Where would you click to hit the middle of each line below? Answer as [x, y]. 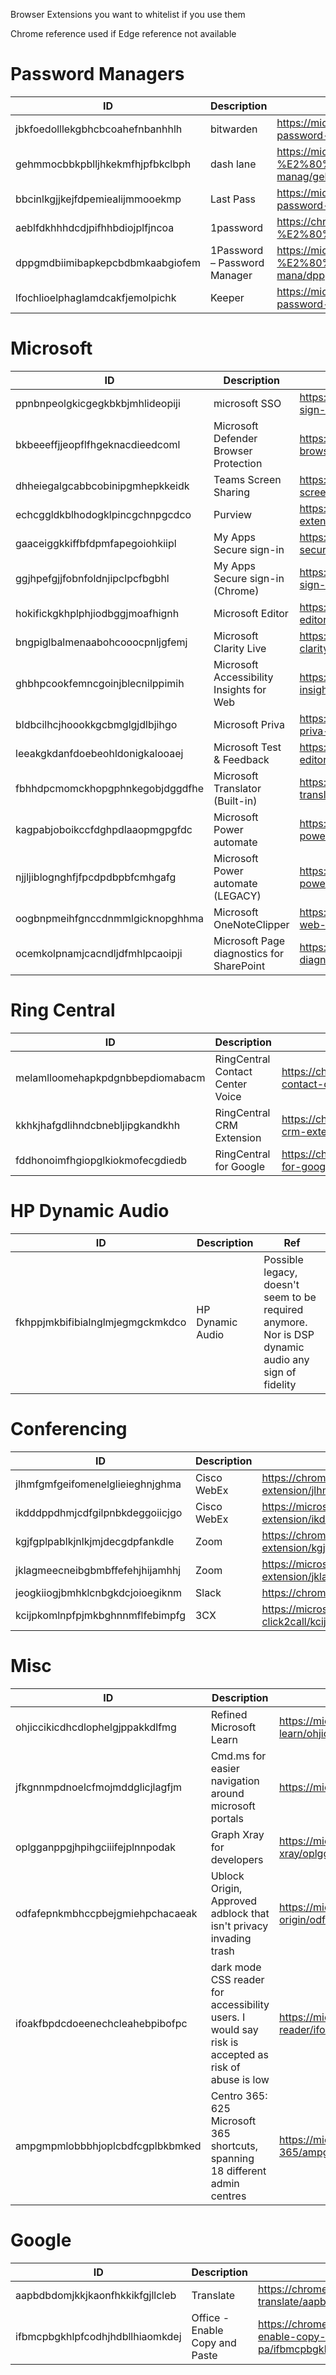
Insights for [240, 689]
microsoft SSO [247, 403]
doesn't [281, 1284]
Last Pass [233, 199]
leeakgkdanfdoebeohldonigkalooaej [99, 753]
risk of [225, 2067]
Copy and [214, 2342]
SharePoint [239, 966]
